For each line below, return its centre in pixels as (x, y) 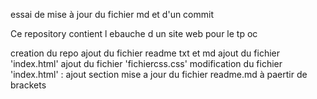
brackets (28, 85)
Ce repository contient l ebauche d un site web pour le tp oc (134, 33)
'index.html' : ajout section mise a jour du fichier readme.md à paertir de (159, 74)
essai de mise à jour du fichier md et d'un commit (112, 14)
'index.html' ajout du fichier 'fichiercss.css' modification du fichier (146, 63)
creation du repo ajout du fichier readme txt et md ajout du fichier (145, 53)
